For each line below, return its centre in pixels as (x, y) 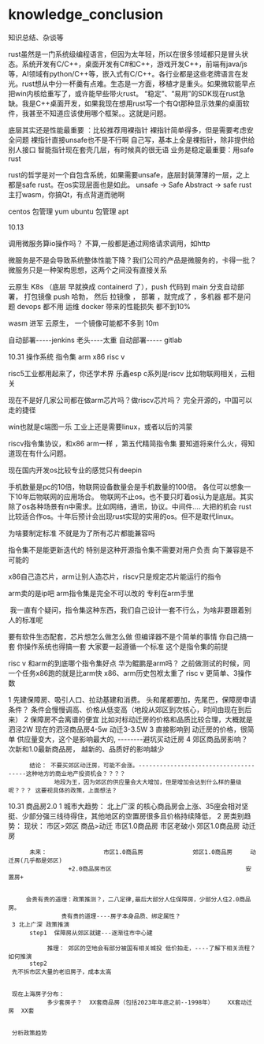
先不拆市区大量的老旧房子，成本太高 (61, 971)
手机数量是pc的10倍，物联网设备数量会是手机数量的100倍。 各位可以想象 (126, 487)
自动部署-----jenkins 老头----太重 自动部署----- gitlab (95, 340)
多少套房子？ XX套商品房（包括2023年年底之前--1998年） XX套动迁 (150, 1002)
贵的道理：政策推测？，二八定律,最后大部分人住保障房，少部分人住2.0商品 (147, 899)
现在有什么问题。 (43, 453)
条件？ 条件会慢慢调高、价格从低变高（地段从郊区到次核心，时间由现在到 (126, 709)
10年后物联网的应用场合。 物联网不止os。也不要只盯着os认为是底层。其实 (134, 496)
